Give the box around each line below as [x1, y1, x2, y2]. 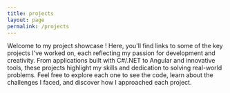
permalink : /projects [7, 23, 70, 30]
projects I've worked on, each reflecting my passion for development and [7, 49, 215, 57]
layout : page [7, 17, 45, 23]
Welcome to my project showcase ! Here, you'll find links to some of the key [7, 42, 223, 50]
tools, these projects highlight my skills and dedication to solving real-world [7, 63, 222, 72]
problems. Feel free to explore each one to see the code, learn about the [7, 71, 213, 79]
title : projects [7, 10, 54, 17]
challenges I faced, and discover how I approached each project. [7, 79, 192, 87]
